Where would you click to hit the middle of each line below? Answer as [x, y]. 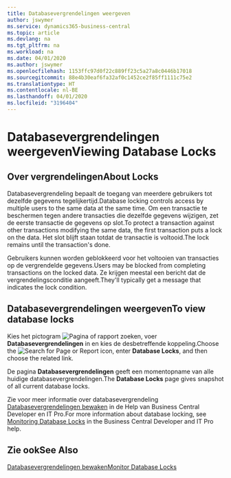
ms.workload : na [30, 52]
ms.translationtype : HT [41, 84]
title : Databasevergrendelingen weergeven [69, 13]
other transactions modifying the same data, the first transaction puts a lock [114, 230]
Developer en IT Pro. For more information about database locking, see [107, 414]
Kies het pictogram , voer [82, 336]
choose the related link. [40, 358]
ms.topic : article [33, 33]
